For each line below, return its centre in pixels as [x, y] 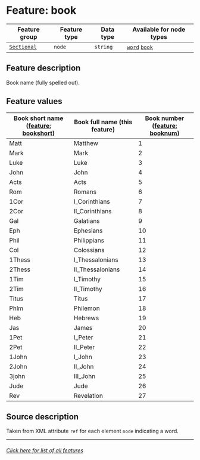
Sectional [23, 47]
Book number [165, 118]
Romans [85, 192]
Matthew [86, 143]
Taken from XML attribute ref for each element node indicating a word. [92, 431]
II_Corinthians [93, 211]
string [104, 47]
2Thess [20, 269]
